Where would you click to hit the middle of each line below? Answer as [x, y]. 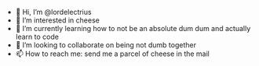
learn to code [37, 36]
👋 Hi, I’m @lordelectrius [53, 12]
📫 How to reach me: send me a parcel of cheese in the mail [112, 54]
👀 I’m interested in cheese [57, 20]
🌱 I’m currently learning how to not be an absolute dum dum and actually [133, 28]
